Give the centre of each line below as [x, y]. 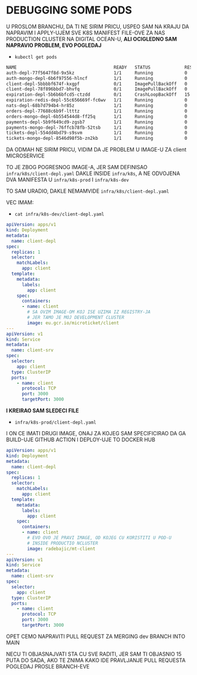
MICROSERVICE [26, 156]
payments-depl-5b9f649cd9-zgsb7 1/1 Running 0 [97, 122]
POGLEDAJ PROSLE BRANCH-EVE [48, 666]
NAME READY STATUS [78, 67]
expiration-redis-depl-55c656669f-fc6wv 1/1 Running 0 [97, 100]
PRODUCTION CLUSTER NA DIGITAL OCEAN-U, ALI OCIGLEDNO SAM [91, 39]
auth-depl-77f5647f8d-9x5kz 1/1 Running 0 [97, 73]
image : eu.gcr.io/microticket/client [73, 323]
